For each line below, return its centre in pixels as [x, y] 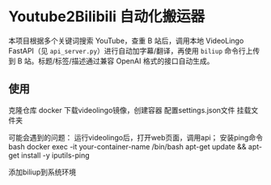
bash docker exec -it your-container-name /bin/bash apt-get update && [127, 146]
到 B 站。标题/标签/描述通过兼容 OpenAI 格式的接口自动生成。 [111, 61]
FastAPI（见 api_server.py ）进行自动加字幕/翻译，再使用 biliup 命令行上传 [134, 50]
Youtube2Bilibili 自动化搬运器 [106, 17]
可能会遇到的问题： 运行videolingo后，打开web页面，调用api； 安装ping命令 [135, 137]
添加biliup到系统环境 [42, 172]
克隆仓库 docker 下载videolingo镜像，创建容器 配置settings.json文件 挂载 [130, 110]
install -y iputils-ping [56, 155]
